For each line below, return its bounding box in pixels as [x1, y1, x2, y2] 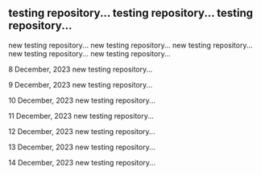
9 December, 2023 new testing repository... [8, 79, 153, 89]
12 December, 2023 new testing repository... [8, 126, 155, 136]
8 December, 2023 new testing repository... [8, 64, 153, 74]
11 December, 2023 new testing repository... [8, 111, 155, 120]
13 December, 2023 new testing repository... [8, 142, 155, 152]
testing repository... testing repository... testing [8, 6, 254, 20]
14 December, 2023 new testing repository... [8, 157, 155, 167]
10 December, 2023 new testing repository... [8, 96, 155, 105]
